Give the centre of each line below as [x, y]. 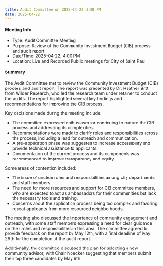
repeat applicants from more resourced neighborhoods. [68, 208]
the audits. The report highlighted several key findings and [64, 98]
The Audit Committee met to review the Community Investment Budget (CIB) [81, 83]
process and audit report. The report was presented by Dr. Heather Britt [77, 88]
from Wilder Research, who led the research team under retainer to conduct [81, 93]
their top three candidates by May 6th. [43, 258]
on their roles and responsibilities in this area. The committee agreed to [76, 228]
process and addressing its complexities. [53, 127]
